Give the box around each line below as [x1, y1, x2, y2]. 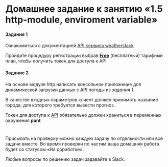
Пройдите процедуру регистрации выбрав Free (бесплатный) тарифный [5, 52, 163, 59]
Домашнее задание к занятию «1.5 [5, 3, 163, 15]
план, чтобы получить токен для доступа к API [5, 58, 107, 64]
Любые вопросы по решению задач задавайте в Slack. [5, 156, 125, 162]
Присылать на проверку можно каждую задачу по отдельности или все [5, 135, 163, 141]
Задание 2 [5, 70, 29, 76]
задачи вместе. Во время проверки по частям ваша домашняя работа [5, 140, 159, 147]
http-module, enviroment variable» [5, 14, 158, 26]
